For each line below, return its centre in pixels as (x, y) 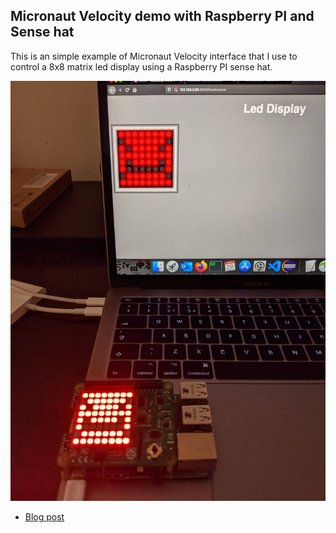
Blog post (44, 516)
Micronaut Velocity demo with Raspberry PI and (162, 16)
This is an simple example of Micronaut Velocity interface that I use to (154, 56)
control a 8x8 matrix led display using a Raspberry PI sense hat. (141, 66)
